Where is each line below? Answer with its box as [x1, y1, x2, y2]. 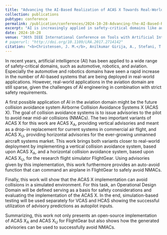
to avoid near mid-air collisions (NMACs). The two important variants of [5, 115, 152, 120]
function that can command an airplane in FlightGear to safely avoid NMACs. [5, 167, 163, 173]
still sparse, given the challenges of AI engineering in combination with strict [5, 84, 162, 90]
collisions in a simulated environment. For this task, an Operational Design [5, 181, 157, 187]
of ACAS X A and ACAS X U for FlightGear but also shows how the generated [5, 218, 160, 225]
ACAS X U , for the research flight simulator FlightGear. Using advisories [5, 155, 150, 162]
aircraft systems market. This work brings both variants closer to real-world [5, 138, 160, 144]
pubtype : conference [5, 16, 48, 21]
